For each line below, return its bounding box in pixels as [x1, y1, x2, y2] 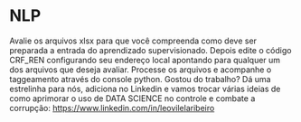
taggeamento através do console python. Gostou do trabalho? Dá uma [9, 73, 271, 84]
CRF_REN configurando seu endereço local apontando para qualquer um [9, 54, 281, 65]
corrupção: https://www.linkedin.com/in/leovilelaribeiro [9, 102, 215, 113]
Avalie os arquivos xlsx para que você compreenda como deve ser [9, 35, 258, 46]
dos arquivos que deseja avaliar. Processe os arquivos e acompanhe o [9, 64, 272, 75]
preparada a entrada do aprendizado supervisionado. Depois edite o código [9, 44, 292, 55]
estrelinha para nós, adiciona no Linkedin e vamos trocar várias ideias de [9, 83, 281, 94]
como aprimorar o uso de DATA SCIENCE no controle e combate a [9, 92, 256, 104]
